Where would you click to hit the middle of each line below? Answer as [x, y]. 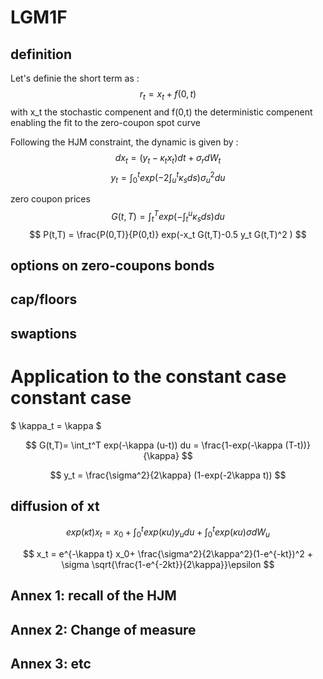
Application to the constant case [148, 376]
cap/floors [44, 299]
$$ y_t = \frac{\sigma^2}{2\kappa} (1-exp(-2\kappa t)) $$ [168, 475]
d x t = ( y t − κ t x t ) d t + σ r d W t [168, 158]
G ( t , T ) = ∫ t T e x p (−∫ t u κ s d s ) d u [168, 217]
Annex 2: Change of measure [103, 629]
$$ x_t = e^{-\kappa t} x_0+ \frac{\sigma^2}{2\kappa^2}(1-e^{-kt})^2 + [168, 553]
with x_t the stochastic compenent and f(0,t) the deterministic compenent [161, 112]
